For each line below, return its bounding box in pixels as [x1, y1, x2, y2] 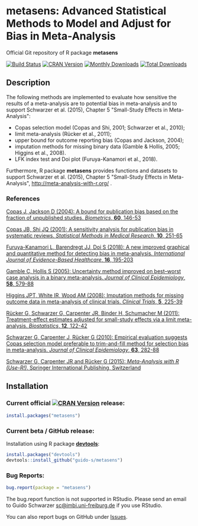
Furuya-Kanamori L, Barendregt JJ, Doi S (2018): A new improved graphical [6, 243, 190, 251]
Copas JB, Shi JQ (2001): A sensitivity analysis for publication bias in [6, 226, 174, 233]
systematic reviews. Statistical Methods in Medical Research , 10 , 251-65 [6, 232, 183, 239]
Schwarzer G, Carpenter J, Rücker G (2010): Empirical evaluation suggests [6, 334, 188, 341]
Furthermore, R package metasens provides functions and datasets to [6, 167, 178, 174]
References [6, 194, 40, 202]
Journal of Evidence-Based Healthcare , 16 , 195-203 [6, 256, 134, 264]
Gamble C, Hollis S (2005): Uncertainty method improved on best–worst [6, 268, 181, 275]
